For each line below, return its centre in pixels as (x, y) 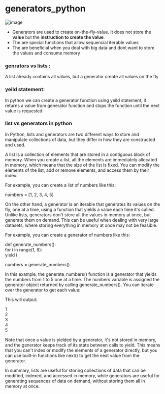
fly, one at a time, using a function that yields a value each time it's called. (80, 209)
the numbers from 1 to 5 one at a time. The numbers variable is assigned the (82, 279)
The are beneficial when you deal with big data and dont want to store (83, 48)
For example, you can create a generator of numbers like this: (67, 235)
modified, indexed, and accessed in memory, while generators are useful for (82, 375)
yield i (11, 255)
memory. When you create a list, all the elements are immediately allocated (81, 159)
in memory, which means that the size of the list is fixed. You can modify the (82, 165)
